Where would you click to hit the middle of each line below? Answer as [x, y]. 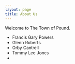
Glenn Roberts [26, 42]
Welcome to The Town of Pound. [38, 28]
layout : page [18, 9]
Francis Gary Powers [33, 37]
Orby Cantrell [25, 48]
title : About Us [21, 14]
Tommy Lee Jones [30, 53]
